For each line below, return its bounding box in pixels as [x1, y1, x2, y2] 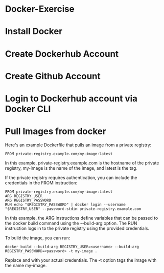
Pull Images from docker [5, 126, 106, 137]
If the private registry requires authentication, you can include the [5, 175, 138, 181]
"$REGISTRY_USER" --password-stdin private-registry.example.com [5, 206, 141, 211]
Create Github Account [5, 70, 101, 82]
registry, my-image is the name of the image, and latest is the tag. [5, 165, 138, 171]
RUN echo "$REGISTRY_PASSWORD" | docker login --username [5, 202, 126, 207]
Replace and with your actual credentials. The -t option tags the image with [5, 257, 157, 263]
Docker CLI [5, 103, 51, 114]
